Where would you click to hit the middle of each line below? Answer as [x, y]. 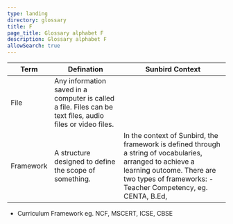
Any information [80, 81]
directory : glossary [37, 20]
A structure [72, 153]
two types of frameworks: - [169, 179]
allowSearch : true [34, 46]
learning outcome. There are [170, 170]
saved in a [71, 89]
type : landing [28, 14]
